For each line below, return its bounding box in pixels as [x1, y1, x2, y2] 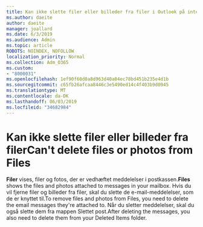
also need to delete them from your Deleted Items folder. [6, 214, 147, 222]
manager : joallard [6, 25, 53, 32]
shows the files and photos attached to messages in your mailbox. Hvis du [6, 182, 192, 190]
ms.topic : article [6, 43, 53, 49]
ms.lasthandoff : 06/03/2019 [6, 98, 77, 104]
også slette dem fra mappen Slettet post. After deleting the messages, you [6, 208, 190, 215]
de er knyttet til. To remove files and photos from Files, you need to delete [6, 195, 188, 202]
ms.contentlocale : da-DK [6, 93, 69, 99]
